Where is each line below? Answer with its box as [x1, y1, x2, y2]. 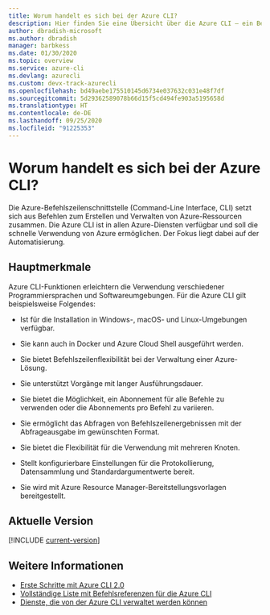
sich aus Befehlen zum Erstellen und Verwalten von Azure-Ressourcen [8, 211, 243, 221]
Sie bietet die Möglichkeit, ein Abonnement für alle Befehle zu [19, 394, 225, 404]
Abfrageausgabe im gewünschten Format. [19, 426, 160, 436]
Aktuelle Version [8, 513, 94, 528]
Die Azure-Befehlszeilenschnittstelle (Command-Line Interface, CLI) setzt [8, 202, 252, 212]
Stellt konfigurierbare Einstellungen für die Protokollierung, [19, 458, 215, 467]
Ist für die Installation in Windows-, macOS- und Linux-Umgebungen [19, 314, 247, 324]
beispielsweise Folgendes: [8, 299, 96, 309]
